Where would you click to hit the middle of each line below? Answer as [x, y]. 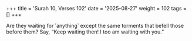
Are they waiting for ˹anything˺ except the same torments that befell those [95, 26]
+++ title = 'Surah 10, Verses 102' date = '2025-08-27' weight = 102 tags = [96, 8]
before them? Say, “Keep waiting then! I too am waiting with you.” [85, 32]
